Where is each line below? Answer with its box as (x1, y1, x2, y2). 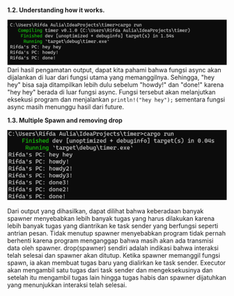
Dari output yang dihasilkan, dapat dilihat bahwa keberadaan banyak (7, 207, 204, 215)
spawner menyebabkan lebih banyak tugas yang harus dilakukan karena (7, 215, 214, 223)
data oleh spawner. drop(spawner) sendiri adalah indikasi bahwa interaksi (7, 244, 219, 252)
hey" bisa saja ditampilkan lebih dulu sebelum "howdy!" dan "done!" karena (7, 81, 224, 89)
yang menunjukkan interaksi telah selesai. (7, 281, 127, 289)
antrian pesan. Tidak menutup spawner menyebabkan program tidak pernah (7, 229, 226, 238)
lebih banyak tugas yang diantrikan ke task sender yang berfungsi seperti (7, 222, 219, 230)
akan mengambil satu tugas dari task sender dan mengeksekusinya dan (7, 266, 213, 274)
